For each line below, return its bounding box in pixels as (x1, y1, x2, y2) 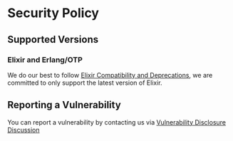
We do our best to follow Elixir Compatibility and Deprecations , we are (7, 70, 213, 79)
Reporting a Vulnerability (7, 99, 121, 111)
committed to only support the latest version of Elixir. (7, 78, 162, 87)
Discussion (7, 125, 40, 134)
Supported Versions (7, 33, 98, 46)
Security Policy (7, 5, 100, 21)
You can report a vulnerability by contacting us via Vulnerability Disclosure (7, 117, 227, 126)
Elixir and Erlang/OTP (7, 55, 83, 65)
